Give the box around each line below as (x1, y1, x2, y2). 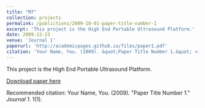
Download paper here (6, 77, 61, 84)
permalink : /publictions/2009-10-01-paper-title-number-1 (6, 20, 157, 26)
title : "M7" (6, 9, 37, 15)
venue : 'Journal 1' (6, 37, 56, 43)
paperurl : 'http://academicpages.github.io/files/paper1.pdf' (6, 43, 168, 49)
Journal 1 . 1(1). (6, 95, 43, 103)
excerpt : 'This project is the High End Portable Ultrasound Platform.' (6, 26, 195, 32)
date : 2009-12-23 (6, 32, 51, 38)
